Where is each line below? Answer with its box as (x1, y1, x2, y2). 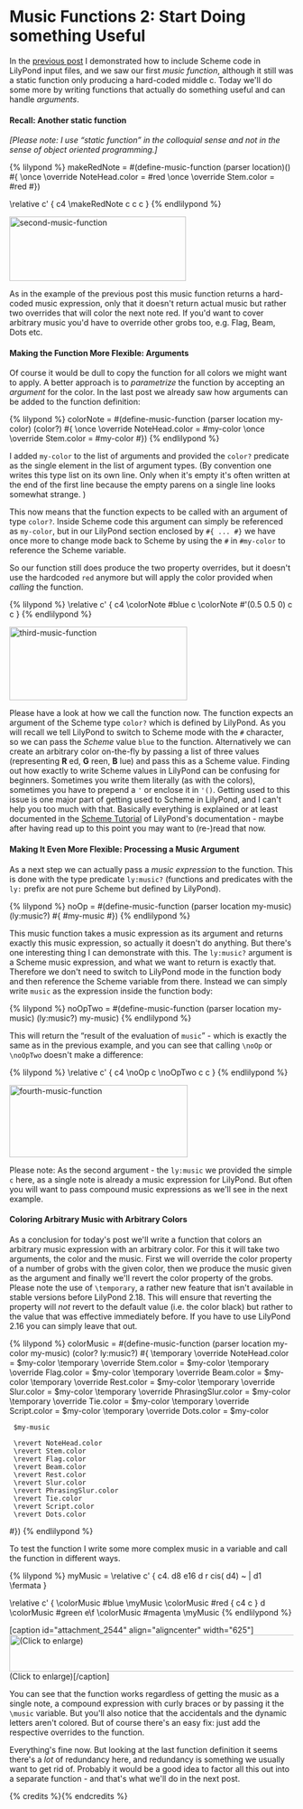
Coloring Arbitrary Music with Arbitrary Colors (9, 1214, 188, 1225)
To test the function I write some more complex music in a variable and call (9, 1543, 288, 1554)
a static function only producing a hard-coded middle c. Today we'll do (9, 74, 273, 85)
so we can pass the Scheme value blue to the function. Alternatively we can (9, 737, 291, 748)
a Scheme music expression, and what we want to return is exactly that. (9, 956, 277, 967)
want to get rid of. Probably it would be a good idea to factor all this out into (9, 1763, 290, 1774)
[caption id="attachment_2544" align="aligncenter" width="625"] (9, 1625, 254, 1635)
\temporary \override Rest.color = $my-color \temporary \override (30, 1376, 276, 1387)
